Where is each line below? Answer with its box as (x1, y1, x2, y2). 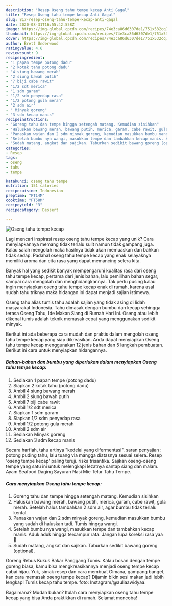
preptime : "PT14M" (6, 193, 45, 198)
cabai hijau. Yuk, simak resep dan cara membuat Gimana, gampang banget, (6, 569, 165, 575)
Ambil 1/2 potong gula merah (13, 421, 74, 427)
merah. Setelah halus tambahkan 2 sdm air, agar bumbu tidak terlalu (13, 504, 157, 510)
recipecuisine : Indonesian (6, 188, 63, 194)
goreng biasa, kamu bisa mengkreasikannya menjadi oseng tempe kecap (6, 563, 159, 569)
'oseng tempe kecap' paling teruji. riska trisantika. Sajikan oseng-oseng (6, 458, 156, 464)
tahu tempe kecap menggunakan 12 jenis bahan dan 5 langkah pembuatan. (6, 342, 164, 348)
